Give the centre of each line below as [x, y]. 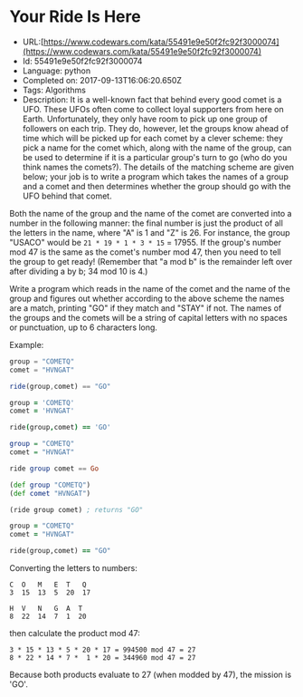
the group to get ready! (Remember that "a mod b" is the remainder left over [151, 261]
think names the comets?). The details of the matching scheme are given [158, 167]
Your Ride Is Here [76, 17]
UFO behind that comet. [67, 196]
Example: [27, 344]
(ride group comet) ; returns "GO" [76, 509]
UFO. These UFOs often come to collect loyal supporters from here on [153, 109]
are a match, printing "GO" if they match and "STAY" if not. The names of [146, 308]
